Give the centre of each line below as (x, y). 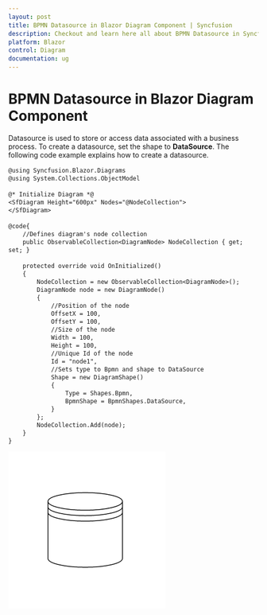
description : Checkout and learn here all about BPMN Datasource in (124, 33)
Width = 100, (72, 337)
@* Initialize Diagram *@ (51, 194)
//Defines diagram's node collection (85, 234)
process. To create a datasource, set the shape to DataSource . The (119, 146)
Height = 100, (74, 345)
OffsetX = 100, (76, 313)
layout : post (30, 17)
